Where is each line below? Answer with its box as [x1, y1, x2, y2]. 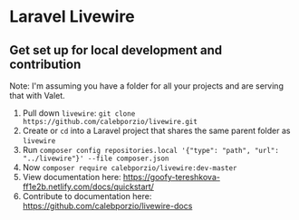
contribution [9, 56, 82, 72]
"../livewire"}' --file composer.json [22, 154, 169, 163]
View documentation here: [22, 172, 121, 182]
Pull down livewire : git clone [22, 108, 136, 119]
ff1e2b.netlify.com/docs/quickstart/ [22, 181, 154, 192]
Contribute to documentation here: [22, 191, 152, 201]
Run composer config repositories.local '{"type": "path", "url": [22, 145, 279, 155]
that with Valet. [9, 91, 65, 100]
